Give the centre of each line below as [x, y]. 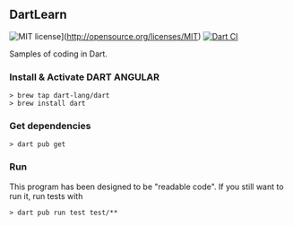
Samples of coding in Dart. [58, 54]
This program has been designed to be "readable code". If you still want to [146, 187]
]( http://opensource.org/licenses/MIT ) [131, 36]
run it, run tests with [46, 196]
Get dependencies [50, 126]
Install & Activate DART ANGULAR [84, 77]
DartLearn [38, 15]
